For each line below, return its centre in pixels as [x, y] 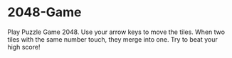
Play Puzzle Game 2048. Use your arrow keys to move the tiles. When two [116, 32]
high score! [24, 47]
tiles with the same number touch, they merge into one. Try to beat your [113, 39]
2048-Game [44, 12]
